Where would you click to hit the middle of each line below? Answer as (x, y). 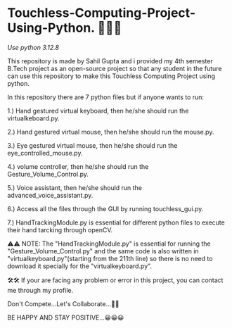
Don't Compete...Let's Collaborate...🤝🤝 (63, 303)
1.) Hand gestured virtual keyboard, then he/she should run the (98, 111)
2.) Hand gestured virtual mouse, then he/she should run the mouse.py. (111, 132)
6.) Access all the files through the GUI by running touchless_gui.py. (105, 208)
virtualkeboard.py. (33, 118)
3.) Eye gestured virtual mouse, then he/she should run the (92, 145)
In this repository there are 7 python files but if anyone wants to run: (106, 97)
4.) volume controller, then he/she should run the (78, 166)
